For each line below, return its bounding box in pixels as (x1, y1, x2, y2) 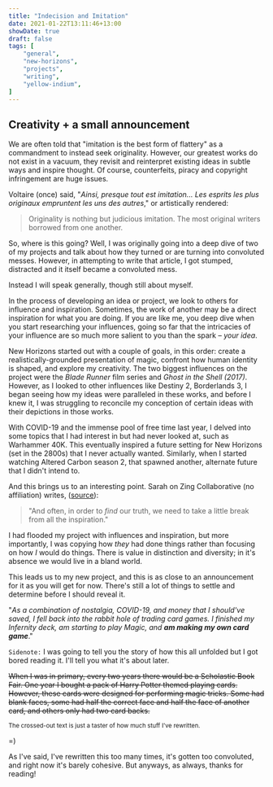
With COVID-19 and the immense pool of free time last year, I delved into (8, 422, 252, 432)
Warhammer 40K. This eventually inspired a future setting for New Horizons (8, 440, 262, 450)
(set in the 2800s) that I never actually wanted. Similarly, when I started (8, 448, 247, 458)
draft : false (8, 34, 53, 43)
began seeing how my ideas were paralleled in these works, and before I (8, 390, 252, 400)
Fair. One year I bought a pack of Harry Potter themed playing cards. (8, 680, 238, 690)
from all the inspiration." (28, 514, 109, 525)
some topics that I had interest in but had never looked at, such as (8, 431, 229, 441)
